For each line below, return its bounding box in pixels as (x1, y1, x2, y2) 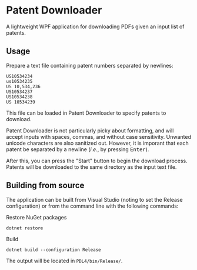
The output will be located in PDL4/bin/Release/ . (6, 257, 123, 264)
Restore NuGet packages (6, 214, 67, 221)
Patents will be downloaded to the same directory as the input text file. (6, 163, 177, 171)
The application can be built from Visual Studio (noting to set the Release (6, 196, 183, 203)
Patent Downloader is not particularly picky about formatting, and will (6, 127, 174, 134)
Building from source (6, 181, 85, 191)
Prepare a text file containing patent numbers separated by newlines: (6, 62, 173, 69)
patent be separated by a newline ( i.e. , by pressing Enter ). (6, 145, 149, 153)
